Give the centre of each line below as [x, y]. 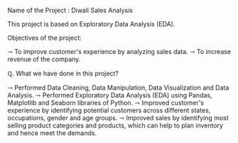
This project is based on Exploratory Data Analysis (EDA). [91, 24]
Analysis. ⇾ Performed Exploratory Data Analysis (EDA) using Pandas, [110, 95]
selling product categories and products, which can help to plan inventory [115, 125]
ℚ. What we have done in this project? [63, 73]
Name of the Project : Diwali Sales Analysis [70, 10]
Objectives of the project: [44, 38]
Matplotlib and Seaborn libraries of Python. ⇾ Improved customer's [106, 103]
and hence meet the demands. [52, 133]
